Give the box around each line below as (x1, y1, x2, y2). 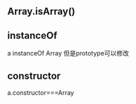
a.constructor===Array (7, 89, 75, 97)
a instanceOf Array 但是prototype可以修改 (7, 49, 129, 58)
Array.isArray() (7, 6, 75, 18)
